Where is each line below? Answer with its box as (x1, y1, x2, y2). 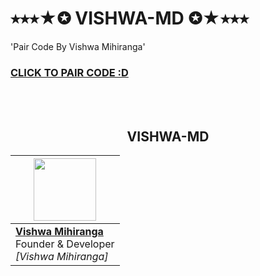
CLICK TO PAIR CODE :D (10, 65, 129, 79)
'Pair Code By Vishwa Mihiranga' (10, 40, 146, 52)
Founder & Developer (15, 237, 115, 251)
